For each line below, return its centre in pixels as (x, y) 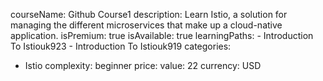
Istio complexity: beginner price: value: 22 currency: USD (143, 65)
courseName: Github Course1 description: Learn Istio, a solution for (149, 14)
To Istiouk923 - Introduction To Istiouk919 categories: (121, 46)
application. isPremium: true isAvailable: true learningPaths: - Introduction (162, 35)
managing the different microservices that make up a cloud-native (146, 25)
